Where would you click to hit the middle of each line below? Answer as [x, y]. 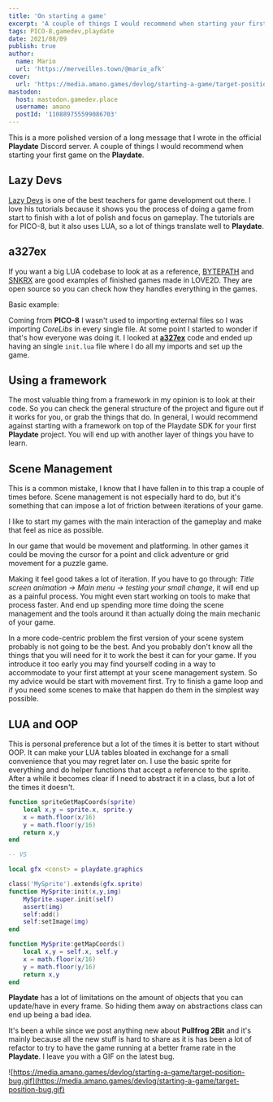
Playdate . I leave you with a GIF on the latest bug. [91, 1056]
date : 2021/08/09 [38, 39]
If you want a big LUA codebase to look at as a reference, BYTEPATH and [131, 271]
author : [22, 54]
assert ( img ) [43, 907]
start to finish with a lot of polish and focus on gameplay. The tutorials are [132, 217]
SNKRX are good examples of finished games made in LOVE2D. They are [130, 280]
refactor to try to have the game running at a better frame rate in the [122, 1048]
